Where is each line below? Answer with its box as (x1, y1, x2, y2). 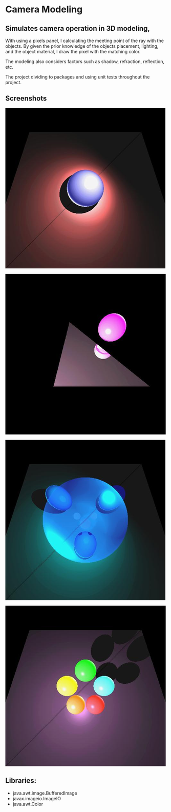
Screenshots (5, 94, 47, 103)
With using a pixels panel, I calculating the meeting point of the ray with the (5, 37, 164, 44)
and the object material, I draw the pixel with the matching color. (5, 49, 141, 54)
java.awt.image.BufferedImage (12, 790, 78, 796)
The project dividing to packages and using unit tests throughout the (5, 74, 150, 80)
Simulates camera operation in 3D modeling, (5, 24, 150, 33)
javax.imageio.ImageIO (12, 795, 61, 801)
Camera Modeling (5, 4, 83, 15)
